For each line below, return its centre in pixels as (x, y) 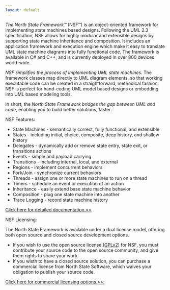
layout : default (22, 10)
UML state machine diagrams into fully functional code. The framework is (82, 52)
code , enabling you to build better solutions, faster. (59, 109)
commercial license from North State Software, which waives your (82, 267)
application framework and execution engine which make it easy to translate (85, 46)
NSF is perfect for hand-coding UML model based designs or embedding (82, 89)
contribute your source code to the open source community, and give (86, 250)
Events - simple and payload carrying (52, 156)
